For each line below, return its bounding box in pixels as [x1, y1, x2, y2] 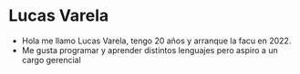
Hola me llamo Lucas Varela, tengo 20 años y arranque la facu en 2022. [21, 35, 292, 46]
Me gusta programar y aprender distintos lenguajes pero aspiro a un [21, 44, 279, 55]
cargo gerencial [21, 54, 81, 65]
